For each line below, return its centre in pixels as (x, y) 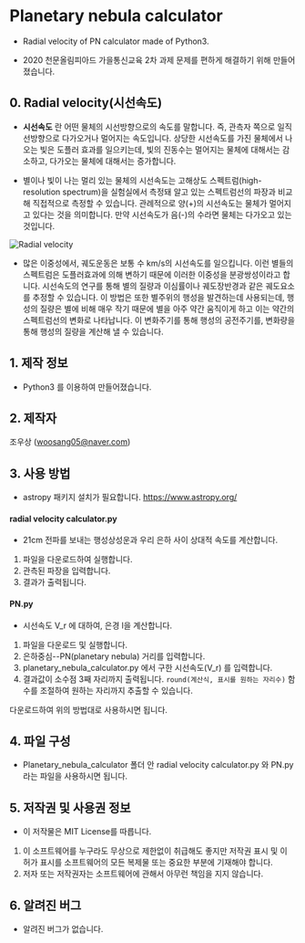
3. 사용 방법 (40, 473)
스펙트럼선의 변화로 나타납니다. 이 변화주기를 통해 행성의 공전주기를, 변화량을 (159, 320)
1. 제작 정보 (39, 363)
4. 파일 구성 (40, 741)
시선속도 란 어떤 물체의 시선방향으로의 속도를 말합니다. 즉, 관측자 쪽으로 (149, 126)
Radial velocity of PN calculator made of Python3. (116, 41)
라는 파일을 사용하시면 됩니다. (75, 776)
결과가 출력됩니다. (54, 582)
